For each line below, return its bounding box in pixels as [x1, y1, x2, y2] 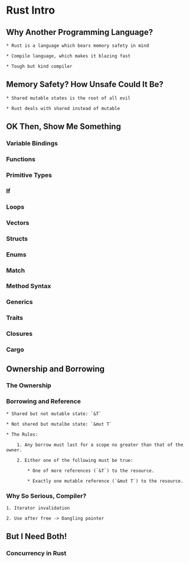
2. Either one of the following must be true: [17, 457, 133, 463]
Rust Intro [6, 4, 55, 17]
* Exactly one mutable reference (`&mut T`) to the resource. [27, 478, 184, 484]
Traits [6, 314, 24, 322]
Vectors [6, 218, 30, 227]
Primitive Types [6, 171, 52, 179]
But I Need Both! [6, 532, 67, 542]
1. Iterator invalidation [6, 505, 70, 512]
